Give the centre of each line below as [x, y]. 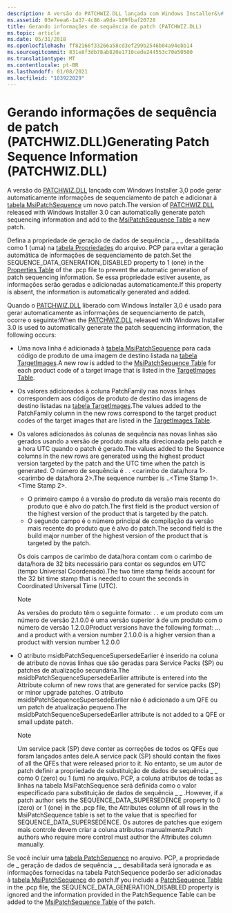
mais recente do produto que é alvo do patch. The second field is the [125, 529]
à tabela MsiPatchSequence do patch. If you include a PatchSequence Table [115, 880]
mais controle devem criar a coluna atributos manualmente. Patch [110, 830]
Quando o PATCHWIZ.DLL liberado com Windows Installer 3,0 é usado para [115, 305]
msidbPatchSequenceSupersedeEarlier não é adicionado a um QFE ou [117, 700]
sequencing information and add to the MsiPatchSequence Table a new [109, 220]
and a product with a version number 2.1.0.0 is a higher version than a [116, 635]
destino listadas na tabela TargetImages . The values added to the [109, 406]
